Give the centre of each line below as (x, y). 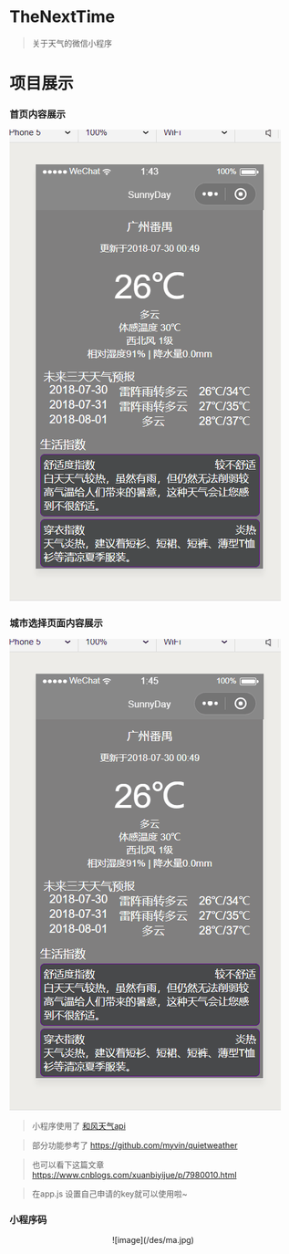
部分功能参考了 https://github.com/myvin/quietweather (135, 1145)
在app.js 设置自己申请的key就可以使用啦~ (109, 1194)
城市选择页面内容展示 (56, 623)
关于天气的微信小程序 (72, 43)
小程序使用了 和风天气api (78, 1125)
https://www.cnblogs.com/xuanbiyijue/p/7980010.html (134, 1175)
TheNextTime (62, 17)
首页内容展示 (38, 114)
